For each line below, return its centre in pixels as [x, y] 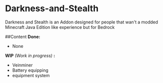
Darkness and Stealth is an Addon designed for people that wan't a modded [81, 22]
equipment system [31, 75]
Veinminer [22, 65]
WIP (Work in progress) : [30, 55]
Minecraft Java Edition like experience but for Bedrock [60, 27]
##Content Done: [23, 37]
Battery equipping [30, 70]
